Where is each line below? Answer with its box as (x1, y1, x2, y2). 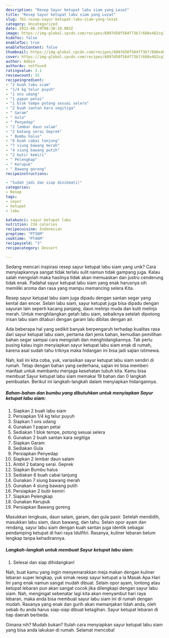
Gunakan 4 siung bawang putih (13, 483, 78, 489)
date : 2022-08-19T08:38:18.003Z (6, 26, 73, 31)
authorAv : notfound (6, 63, 47, 68)
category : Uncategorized (6, 21, 58, 27)
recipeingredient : (6, 77, 44, 83)
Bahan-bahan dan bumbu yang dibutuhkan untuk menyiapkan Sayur (6, 390, 153, 396)
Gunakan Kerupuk (13, 499, 51, 505)
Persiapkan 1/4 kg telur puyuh (13, 413, 75, 419)
